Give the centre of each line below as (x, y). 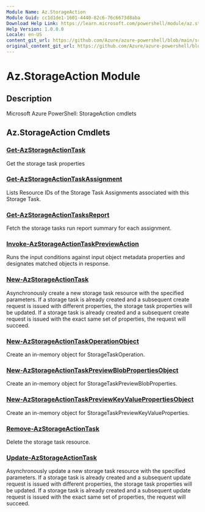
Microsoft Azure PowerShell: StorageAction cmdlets (71, 113)
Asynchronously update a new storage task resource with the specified (96, 471)
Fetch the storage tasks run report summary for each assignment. (89, 228)
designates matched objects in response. (58, 264)
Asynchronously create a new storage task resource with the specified (95, 293)
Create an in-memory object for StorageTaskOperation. (76, 354)
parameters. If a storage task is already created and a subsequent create (98, 299)
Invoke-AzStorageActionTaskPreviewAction (73, 244)
